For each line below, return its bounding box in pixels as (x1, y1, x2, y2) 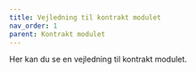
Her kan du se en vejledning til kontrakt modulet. (9, 54, 187, 65)
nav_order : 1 (9, 21, 58, 30)
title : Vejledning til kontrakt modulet (9, 12, 162, 22)
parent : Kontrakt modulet (9, 29, 105, 38)
